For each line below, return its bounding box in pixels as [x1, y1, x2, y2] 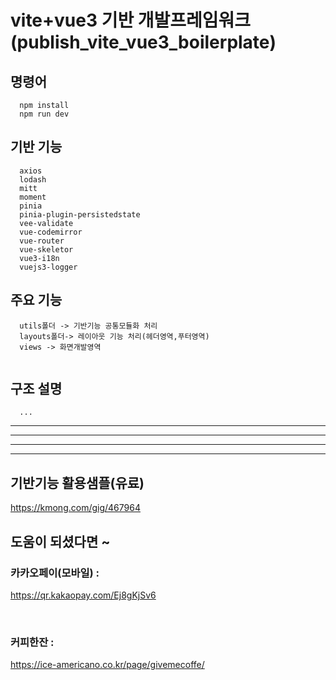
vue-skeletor [19, 244, 74, 255]
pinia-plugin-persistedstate [19, 209, 141, 220]
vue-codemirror [19, 227, 83, 237]
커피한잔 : [10, 635, 55, 649]
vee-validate [19, 218, 74, 228]
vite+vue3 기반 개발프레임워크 [10, 9, 252, 32]
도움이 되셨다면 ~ [10, 533, 111, 550]
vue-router [19, 236, 65, 246]
